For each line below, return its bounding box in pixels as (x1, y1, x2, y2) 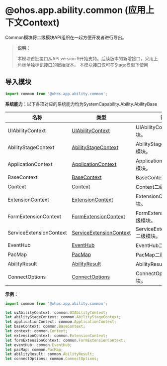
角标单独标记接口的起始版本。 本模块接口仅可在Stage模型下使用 (17, 62, 148, 68)
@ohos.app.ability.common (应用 (5, 4, 146, 16)
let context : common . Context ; (5, 329, 68, 334)
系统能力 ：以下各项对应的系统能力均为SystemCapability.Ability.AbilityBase (5, 101, 158, 107)
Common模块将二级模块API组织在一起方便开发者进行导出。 (5, 34, 127, 40)
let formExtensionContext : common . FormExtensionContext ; (5, 338, 126, 343)
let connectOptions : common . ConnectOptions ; (5, 357, 99, 362)
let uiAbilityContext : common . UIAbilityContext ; (5, 310, 108, 315)
